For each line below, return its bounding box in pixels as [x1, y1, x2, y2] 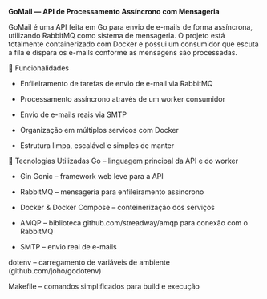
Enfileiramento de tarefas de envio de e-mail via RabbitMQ [19, 79, 214, 88]
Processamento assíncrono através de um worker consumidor [19, 94, 226, 103]
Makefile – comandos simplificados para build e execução [8, 281, 200, 291]
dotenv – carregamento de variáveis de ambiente [8, 257, 171, 267]
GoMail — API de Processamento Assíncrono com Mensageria [8, 7, 220, 16]
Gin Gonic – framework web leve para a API [19, 172, 164, 181]
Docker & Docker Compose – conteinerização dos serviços [19, 203, 215, 212]
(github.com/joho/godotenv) [8, 266, 102, 275]
